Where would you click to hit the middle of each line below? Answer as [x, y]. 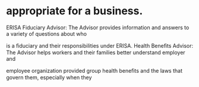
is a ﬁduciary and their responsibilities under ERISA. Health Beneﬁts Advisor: [100, 45]
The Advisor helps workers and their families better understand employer [96, 52]
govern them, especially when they [49, 77]
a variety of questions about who [47, 33]
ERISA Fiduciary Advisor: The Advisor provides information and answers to [98, 27]
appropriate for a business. [75, 11]
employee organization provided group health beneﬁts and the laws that [94, 70]
